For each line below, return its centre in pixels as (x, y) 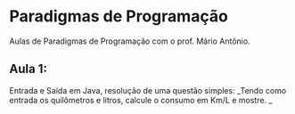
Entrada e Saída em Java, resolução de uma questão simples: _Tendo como (148, 90)
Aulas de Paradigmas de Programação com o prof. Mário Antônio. (130, 41)
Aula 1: (28, 69)
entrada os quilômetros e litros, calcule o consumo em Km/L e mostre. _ (141, 100)
